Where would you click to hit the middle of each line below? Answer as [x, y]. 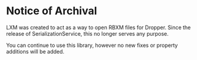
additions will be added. [35, 51]
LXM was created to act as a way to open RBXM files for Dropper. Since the [99, 27]
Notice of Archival [52, 11]
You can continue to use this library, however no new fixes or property [92, 45]
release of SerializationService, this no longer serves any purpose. [88, 33]
